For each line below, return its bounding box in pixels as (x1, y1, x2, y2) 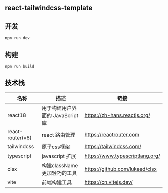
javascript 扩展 (41, 152, 76, 159)
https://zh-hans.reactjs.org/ (84, 112, 151, 119)
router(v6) (7, 134, 32, 141)
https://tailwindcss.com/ (84, 143, 141, 150)
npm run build (5, 64, 35, 69)
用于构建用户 (41, 104, 72, 111)
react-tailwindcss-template (5, 4, 93, 12)
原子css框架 (41, 143, 70, 150)
